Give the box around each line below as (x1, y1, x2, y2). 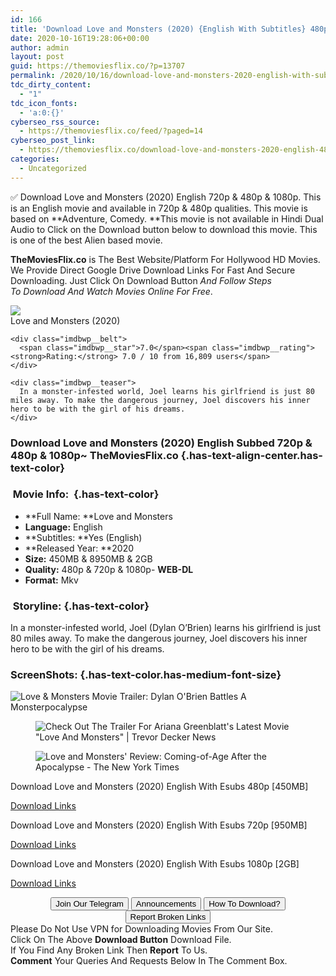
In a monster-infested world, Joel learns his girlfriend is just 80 (19, 386, 315, 396)
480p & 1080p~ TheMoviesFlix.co (10, 448, 179, 462)
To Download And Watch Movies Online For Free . (10, 285, 213, 297)
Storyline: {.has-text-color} (12, 599, 150, 613)
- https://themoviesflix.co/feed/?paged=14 (19, 126, 203, 136)
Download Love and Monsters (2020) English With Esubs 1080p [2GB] (10, 858, 300, 870)
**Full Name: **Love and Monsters (24, 510, 173, 522)
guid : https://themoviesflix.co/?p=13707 (10, 61, 186, 71)
